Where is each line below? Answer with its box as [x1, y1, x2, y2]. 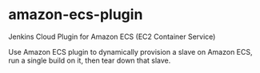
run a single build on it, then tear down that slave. [8, 56, 171, 65]
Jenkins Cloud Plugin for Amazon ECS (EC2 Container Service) [8, 32, 216, 41]
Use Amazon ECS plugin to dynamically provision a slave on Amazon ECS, [8, 47, 254, 56]
